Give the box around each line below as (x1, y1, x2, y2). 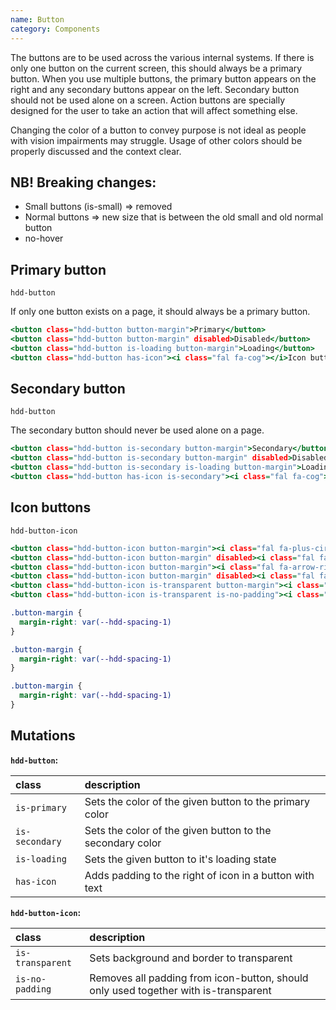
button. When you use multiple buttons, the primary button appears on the (10, 72, 317, 85)
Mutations (10, 727, 76, 745)
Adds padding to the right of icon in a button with (84, 868, 315, 882)
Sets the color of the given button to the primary (84, 794, 310, 808)
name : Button (10, 14, 65, 25)
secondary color (84, 836, 162, 850)
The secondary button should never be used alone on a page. (10, 424, 265, 436)
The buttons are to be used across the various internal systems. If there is (10, 51, 315, 63)
